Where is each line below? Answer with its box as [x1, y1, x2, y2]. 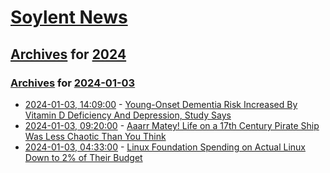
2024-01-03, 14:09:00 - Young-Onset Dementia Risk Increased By [24, 98, 298, 110]
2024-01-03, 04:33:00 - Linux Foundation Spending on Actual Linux [24, 141, 306, 153]
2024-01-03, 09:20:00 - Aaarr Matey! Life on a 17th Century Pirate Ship [24, 119, 320, 131]
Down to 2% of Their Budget [24, 151, 143, 163]
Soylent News [10, 6, 128, 29]
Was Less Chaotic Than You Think [24, 130, 167, 142]
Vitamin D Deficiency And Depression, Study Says [24, 109, 232, 121]
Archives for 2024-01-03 [10, 76, 136, 90]
